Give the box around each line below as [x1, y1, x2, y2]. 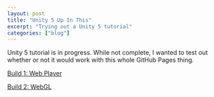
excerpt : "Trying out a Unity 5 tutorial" [7, 23, 132, 30]
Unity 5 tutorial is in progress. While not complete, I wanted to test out [7, 48, 208, 57]
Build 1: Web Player [7, 69, 63, 78]
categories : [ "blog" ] [7, 29, 70, 37]
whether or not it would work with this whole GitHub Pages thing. [7, 56, 194, 64]
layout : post [7, 10, 45, 17]
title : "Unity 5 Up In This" [7, 17, 92, 24]
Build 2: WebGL [7, 82, 52, 91]
